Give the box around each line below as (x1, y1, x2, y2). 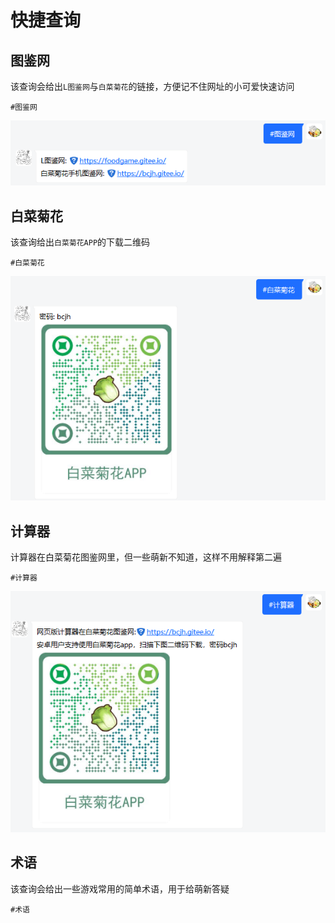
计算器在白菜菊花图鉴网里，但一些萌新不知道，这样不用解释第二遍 (10, 551, 282, 563)
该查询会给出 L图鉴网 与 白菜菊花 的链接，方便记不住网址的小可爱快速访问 (10, 81, 295, 92)
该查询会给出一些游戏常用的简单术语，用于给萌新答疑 (10, 882, 230, 895)
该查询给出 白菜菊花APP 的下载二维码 (10, 236, 151, 248)
